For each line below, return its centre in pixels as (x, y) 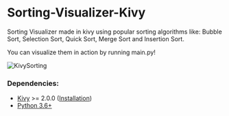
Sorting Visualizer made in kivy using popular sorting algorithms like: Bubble (115, 32)
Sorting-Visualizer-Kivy (76, 13)
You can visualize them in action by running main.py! (82, 52)
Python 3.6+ (35, 106)
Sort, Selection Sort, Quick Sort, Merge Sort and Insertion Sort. (96, 38)
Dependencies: (33, 83)
